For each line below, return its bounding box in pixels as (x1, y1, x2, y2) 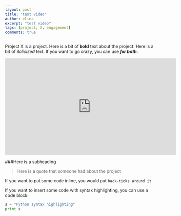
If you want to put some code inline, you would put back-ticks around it (5, 178, 152, 184)
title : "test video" (5, 12, 47, 17)
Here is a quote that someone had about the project (17, 168, 121, 174)
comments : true (5, 30, 36, 35)
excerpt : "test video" (5, 21, 51, 26)
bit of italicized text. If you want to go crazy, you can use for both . (5, 48, 138, 54)
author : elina (5, 16, 34, 21)
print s (5, 206, 21, 211)
